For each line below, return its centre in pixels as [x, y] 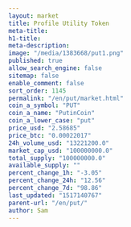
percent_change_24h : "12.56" [57, 181]
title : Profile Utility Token [59, 23]
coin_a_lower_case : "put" [51, 121]
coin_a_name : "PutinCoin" [51, 113]
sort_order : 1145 [37, 91]
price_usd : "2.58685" [45, 128]
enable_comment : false [46, 83]
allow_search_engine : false [55, 68]
